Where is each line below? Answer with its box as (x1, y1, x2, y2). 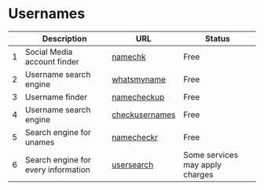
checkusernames (111, 109, 176, 120)
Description (42, 33, 87, 44)
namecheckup (111, 91, 165, 102)
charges (183, 169, 214, 180)
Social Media (24, 46, 73, 57)
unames (24, 137, 55, 148)
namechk (111, 51, 147, 62)
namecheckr (111, 131, 159, 142)
